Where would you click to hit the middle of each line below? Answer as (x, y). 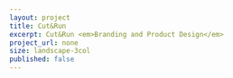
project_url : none (44, 43)
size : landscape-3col (50, 51)
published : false (42, 59)
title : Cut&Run (38, 26)
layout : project (40, 17)
